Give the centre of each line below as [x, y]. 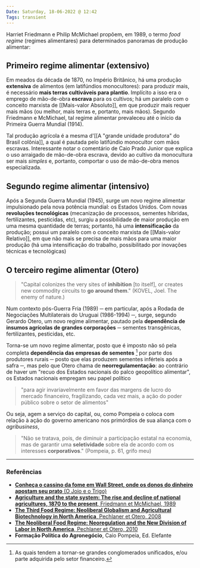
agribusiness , [23, 426]
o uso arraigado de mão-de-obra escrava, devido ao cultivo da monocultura [99, 155]
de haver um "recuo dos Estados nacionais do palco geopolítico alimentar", [98, 372]
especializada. [24, 167]
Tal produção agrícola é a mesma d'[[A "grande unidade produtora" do [93, 136]
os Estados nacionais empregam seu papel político [68, 378]
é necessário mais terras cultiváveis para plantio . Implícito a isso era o [94, 92]
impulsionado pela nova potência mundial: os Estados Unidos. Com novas [97, 207]
